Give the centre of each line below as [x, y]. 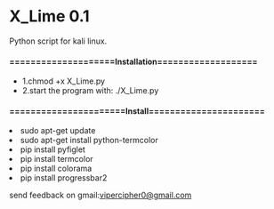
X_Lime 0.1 [50, 16]
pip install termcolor [57, 159]
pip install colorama [56, 169]
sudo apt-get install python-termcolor [89, 141]
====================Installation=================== [133, 61]
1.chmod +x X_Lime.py [63, 81]
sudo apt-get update [58, 131]
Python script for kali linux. [58, 41]
